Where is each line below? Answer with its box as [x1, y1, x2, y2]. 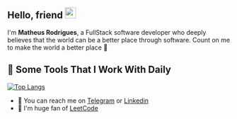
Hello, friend [7, 9, 64, 21]
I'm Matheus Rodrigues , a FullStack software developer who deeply [7, 28, 207, 36]
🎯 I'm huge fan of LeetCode [17, 103, 99, 112]
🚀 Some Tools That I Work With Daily [7, 64, 171, 76]
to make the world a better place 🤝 [7, 43, 108, 52]
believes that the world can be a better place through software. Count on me [7, 35, 231, 44]
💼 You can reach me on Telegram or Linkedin [17, 96, 149, 105]
